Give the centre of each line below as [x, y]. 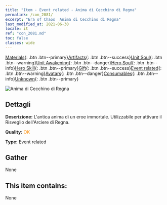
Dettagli [18, 105]
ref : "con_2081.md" [26, 33]
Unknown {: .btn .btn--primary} [47, 78]
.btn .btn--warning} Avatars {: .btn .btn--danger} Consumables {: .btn [75, 73]
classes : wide [20, 43]
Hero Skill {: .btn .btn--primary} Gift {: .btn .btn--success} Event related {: [88, 68]
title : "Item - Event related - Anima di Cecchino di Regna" [71, 10]
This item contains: [36, 186]
